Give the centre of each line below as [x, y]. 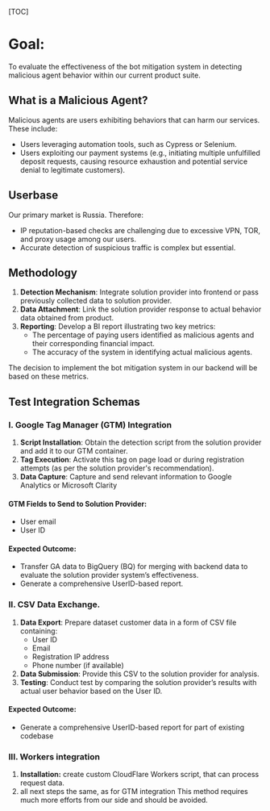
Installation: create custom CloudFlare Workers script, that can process [139, 775]
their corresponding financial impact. [93, 344]
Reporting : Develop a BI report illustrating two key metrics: [118, 327]
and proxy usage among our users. [78, 239]
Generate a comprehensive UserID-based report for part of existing [132, 727]
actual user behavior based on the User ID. [91, 691]
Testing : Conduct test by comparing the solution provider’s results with [138, 682]
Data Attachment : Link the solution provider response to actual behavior [141, 309]
